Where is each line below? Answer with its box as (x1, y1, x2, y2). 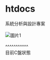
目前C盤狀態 (5, 49, 31, 55)
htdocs (5, 3, 35, 15)
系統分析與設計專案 (5, 20, 45, 26)
